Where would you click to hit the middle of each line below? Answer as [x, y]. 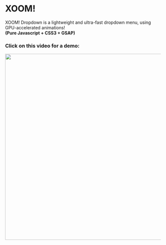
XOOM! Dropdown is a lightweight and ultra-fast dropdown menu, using [78, 22]
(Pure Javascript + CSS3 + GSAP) [40, 33]
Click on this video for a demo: [42, 46]
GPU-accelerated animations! [35, 27]
